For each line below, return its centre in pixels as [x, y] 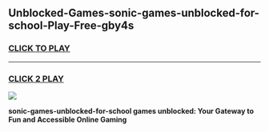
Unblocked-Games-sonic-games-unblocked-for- [134, 13]
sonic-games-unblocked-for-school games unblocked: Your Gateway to [131, 110]
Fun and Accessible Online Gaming [68, 119]
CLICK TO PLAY [39, 49]
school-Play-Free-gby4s [71, 26]
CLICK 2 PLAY [36, 78]
